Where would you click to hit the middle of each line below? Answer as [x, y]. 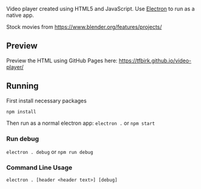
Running [23, 86]
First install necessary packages [46, 101]
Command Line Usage [39, 167]
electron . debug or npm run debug [50, 151]
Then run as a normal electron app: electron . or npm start [81, 123]
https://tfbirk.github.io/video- [155, 61]
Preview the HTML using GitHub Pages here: [62, 61]
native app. [20, 15]
